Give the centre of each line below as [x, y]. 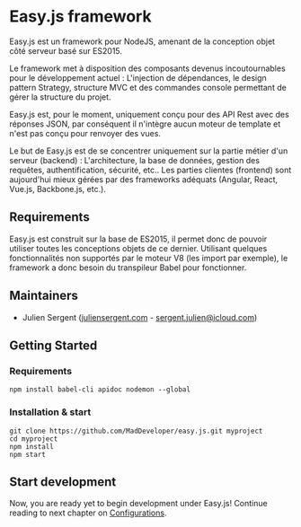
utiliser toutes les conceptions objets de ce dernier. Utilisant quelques [138, 248]
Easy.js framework [80, 17]
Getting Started [53, 345]
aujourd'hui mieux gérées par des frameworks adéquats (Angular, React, [144, 179]
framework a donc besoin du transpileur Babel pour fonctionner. [128, 268]
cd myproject [34, 439]
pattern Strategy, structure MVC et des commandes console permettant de [148, 87]
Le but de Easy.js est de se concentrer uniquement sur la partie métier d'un [149, 151]
